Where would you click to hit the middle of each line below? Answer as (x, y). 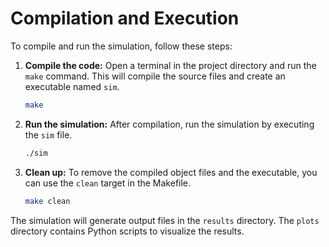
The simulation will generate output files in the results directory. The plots (165, 220)
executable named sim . (72, 86)
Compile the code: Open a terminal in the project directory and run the (170, 65)
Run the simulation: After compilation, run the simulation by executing (169, 124)
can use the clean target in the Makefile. (108, 183)
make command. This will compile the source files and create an (155, 76)
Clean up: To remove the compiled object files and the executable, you (171, 172)
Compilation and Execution (125, 18)
